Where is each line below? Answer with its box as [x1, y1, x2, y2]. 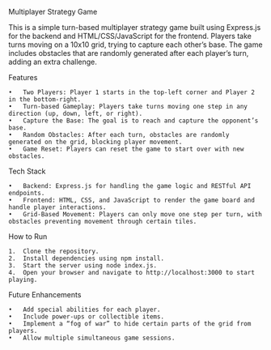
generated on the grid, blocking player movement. [8, 138, 183, 146]
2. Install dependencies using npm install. [8, 254, 164, 262]
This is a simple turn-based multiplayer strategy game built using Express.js [8, 23, 261, 32]
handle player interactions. [8, 203, 107, 211]
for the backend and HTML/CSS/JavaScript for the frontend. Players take [8, 32, 252, 41]
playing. [8, 275, 38, 284]
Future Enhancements [8, 290, 82, 299]
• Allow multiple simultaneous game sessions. [8, 334, 176, 342]
